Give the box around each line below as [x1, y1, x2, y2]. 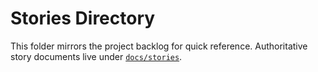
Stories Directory [10, 7, 156, 30]
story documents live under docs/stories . [10, 50, 183, 62]
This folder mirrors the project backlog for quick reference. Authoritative [10, 40, 308, 52]
